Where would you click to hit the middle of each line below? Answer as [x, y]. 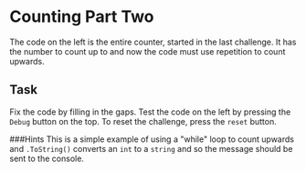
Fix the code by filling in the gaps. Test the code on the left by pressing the [150, 112]
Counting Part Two [82, 17]
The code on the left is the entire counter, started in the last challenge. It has [153, 42]
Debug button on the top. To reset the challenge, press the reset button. [143, 121]
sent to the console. [47, 158]
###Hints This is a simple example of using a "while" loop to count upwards [152, 139]
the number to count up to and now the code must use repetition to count [148, 51]
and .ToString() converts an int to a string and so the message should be [151, 148]
